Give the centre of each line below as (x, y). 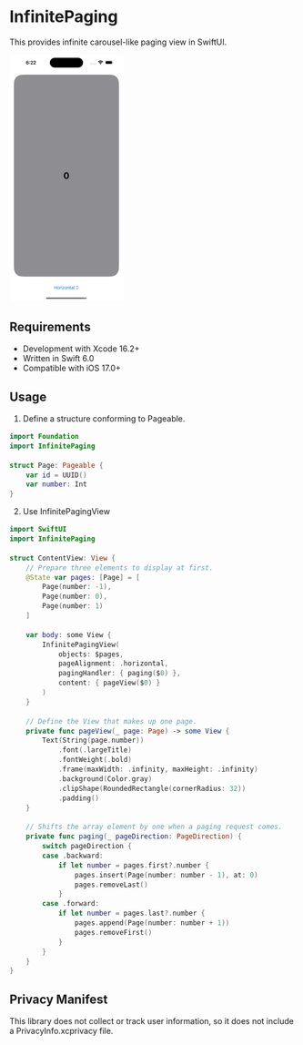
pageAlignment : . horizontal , (113, 664)
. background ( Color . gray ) (105, 779)
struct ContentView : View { (63, 558)
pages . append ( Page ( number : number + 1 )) (152, 923)
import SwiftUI (38, 530)
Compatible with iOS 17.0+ (71, 368)
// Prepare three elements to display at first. (120, 568)
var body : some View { (69, 634)
